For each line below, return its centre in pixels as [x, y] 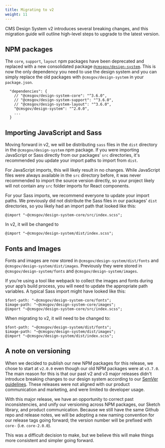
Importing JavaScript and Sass [54, 133]
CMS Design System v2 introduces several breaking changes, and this [77, 28]
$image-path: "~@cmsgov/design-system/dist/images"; [61, 331]
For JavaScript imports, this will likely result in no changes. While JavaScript [83, 170]
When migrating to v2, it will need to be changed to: [58, 318]
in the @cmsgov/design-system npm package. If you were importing [72, 150]
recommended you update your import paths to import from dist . [72, 160]
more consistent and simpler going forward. [50, 440]
